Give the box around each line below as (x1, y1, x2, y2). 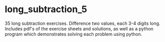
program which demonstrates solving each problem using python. (5, 31, 142, 37)
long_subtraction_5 (5, 4, 87, 15)
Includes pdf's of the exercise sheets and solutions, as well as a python (5, 25, 154, 31)
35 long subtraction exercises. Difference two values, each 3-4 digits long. (5, 20, 160, 26)
